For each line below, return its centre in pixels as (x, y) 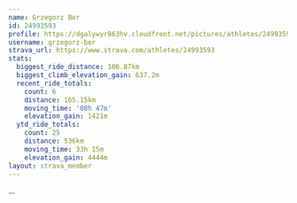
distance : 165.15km (60, 100)
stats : (20, 59)
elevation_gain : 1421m (66, 116)
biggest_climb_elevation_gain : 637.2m (88, 75)
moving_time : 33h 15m (64, 149)
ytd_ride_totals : (48, 125)
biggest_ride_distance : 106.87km (78, 67)
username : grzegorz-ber (52, 42)
